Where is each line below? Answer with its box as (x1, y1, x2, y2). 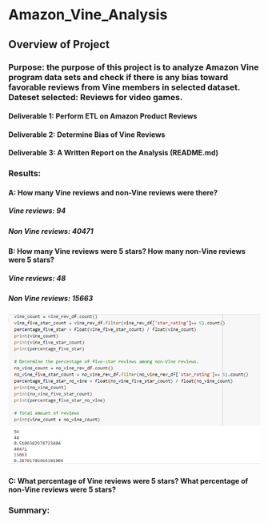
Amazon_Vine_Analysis (8, 6, 168, 24)
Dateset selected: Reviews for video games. (8, 91, 183, 103)
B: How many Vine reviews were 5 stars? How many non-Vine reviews (8, 247, 246, 256)
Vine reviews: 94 (8, 206, 66, 215)
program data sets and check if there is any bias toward (8, 71, 229, 82)
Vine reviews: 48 (8, 273, 66, 283)
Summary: (8, 505, 50, 516)
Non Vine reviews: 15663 (8, 294, 94, 304)
